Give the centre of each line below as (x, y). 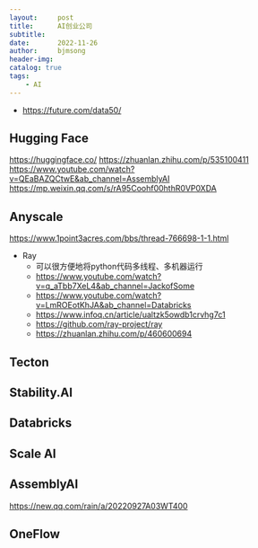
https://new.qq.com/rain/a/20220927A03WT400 (99, 506)
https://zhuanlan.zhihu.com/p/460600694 (114, 334)
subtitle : (28, 34)
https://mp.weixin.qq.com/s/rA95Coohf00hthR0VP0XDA (113, 189)
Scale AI (33, 453)
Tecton (29, 362)
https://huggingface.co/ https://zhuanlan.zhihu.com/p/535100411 (129, 160)
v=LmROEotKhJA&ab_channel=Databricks (113, 305)
